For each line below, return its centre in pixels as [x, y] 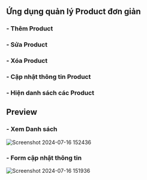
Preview [22, 112]
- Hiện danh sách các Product [50, 93]
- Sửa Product [27, 45]
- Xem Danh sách [32, 129]
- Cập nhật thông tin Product [49, 77]
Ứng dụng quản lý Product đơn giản [73, 12]
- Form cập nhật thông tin [44, 158]
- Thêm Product [30, 29]
